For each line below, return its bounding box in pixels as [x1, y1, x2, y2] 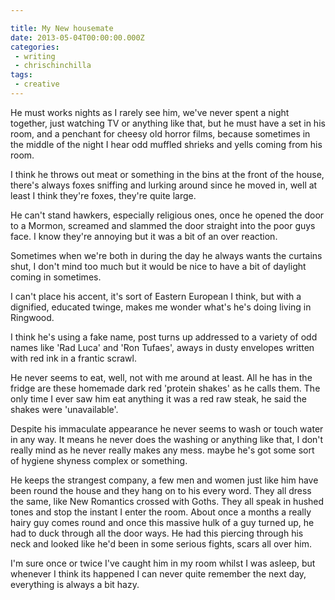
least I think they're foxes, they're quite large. [10, 189, 197, 201]
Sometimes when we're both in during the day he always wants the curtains [10, 249, 323, 261]
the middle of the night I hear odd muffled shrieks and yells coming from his [10, 138, 323, 150]
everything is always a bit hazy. [10, 578, 140, 590]
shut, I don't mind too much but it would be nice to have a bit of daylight [10, 260, 307, 272]
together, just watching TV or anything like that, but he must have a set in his [10, 117, 326, 129]
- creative [14, 79, 60, 90]
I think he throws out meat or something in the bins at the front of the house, [10, 168, 325, 180]
